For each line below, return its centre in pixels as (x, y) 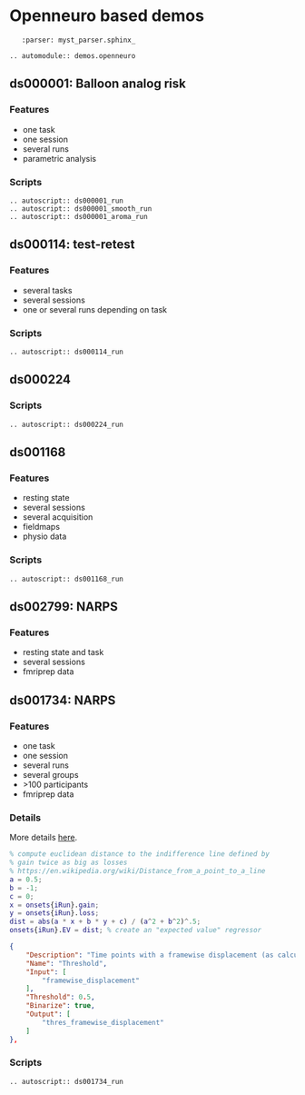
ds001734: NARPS (63, 700)
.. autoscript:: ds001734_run (67, 1081)
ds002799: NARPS (64, 607)
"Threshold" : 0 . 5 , (60, 997)
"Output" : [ (48, 1014)
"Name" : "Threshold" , (66, 963)
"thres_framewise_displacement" (103, 1022)
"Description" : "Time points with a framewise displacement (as (150, 955)
